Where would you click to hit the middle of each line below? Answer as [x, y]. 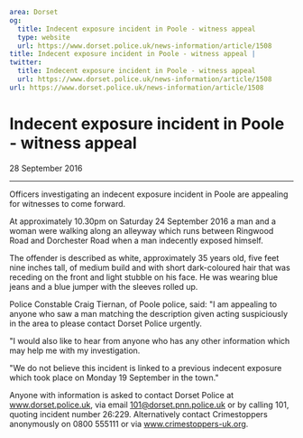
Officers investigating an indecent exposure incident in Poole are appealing [149, 194]
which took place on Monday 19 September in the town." [114, 377]
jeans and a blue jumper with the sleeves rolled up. [104, 286]
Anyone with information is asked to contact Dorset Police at [122, 395]
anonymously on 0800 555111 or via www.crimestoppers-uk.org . [129, 424]
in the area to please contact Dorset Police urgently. [106, 323]
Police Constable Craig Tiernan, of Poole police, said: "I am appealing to [143, 304]
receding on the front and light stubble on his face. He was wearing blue [143, 277]
